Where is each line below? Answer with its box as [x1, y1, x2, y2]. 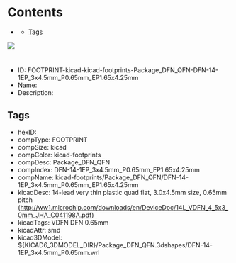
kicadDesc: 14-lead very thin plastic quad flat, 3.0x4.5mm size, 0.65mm [17, 188, 227, 196]
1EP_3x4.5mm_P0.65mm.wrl [17, 248, 100, 257]
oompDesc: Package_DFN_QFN [17, 157, 111, 167]
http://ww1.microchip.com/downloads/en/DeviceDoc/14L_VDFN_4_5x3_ [20, 203, 229, 211]
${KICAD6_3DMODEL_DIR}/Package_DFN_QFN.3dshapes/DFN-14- [17, 240, 213, 249]
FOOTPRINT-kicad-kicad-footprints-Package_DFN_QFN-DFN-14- [27, 66, 219, 74]
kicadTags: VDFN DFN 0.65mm [17, 218, 109, 227]
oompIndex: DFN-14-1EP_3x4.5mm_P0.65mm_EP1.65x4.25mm [17, 165, 201, 174]
